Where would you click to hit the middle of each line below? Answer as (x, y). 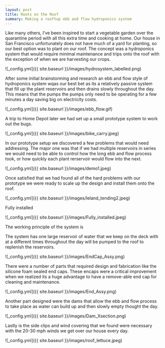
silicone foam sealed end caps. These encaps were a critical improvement (81, 272)
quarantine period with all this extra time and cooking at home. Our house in (82, 38)
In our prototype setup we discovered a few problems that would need (77, 143)
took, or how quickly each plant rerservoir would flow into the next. (74, 159)
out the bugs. (19, 124)
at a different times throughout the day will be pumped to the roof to (75, 242)
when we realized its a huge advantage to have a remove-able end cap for (81, 277)
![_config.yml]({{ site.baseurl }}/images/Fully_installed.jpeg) (66, 217)
